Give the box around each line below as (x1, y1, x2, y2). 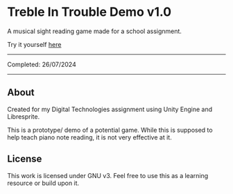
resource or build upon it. (7, 179, 80, 187)
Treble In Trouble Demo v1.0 (7, 4, 172, 20)
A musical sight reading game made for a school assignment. (7, 27, 182, 35)
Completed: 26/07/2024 (7, 60, 76, 68)
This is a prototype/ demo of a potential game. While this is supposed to (7, 126, 213, 134)
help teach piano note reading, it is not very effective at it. (7, 133, 172, 142)
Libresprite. (7, 112, 40, 121)
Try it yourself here (7, 40, 62, 48)
